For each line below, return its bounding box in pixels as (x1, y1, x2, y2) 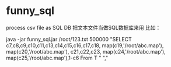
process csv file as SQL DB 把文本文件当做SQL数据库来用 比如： (6, 24, 161, 31)
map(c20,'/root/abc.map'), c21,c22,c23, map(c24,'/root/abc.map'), (6, 48, 166, 55)
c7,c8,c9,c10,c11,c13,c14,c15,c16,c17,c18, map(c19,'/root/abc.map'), (6, 42, 164, 49)
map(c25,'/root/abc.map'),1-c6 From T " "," (6, 54, 109, 61)
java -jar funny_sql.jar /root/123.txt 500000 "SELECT (6, 36, 132, 43)
